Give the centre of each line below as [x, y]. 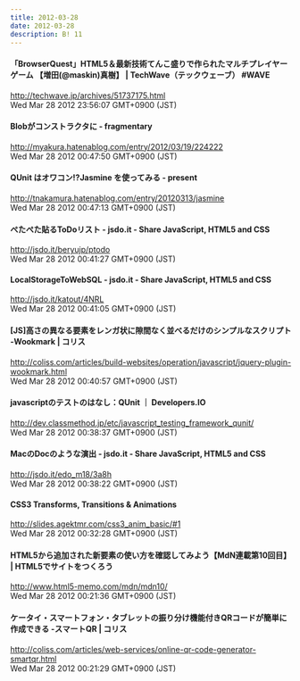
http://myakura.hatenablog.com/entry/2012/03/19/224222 [117, 146]
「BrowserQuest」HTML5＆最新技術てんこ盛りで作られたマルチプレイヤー [149, 63]
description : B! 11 [46, 34]
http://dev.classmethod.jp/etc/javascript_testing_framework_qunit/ [132, 423]
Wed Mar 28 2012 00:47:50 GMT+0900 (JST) [94, 156]
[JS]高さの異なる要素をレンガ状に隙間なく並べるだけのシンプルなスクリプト [151, 330]
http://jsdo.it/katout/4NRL [57, 299]
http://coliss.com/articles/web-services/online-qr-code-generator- [133, 649]
